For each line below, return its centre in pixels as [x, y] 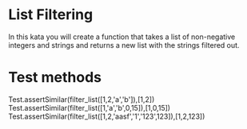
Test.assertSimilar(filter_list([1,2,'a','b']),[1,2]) [82, 99]
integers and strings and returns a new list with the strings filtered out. [124, 45]
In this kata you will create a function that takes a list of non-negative [122, 37]
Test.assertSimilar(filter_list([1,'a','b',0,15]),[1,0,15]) [89, 107]
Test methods [55, 78]
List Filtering [51, 15]
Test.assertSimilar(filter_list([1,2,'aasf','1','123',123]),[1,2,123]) [107, 116]
